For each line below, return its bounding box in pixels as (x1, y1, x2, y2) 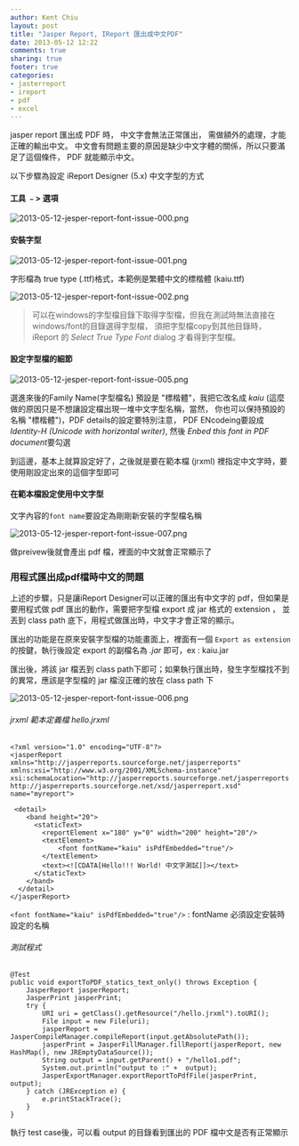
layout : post (10, 21, 59, 30)
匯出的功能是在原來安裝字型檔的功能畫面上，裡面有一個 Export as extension (10, 634, 291, 645)
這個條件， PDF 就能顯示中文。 (25, 152, 140, 163)
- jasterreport (10, 79, 67, 88)
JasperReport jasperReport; (26, 985, 130, 995)
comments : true (10, 46, 67, 55)
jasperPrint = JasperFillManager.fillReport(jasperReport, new (42, 1040, 281, 1049)
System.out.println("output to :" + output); (42, 1063, 218, 1072)
